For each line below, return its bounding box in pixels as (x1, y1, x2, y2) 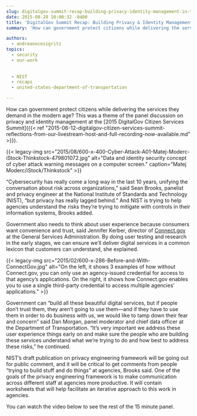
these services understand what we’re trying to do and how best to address (6, 337, 189, 343)
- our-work (11, 57, 38, 63)
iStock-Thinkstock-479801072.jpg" (6, 155, 90, 161)
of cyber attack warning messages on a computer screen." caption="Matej (6, 161, 186, 168)
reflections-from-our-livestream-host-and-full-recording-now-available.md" (6, 131, 191, 138)
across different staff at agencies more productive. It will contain (6, 379, 162, 386)
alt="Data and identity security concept (91, 155, 186, 161)
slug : (6, 8, 19, 15)
